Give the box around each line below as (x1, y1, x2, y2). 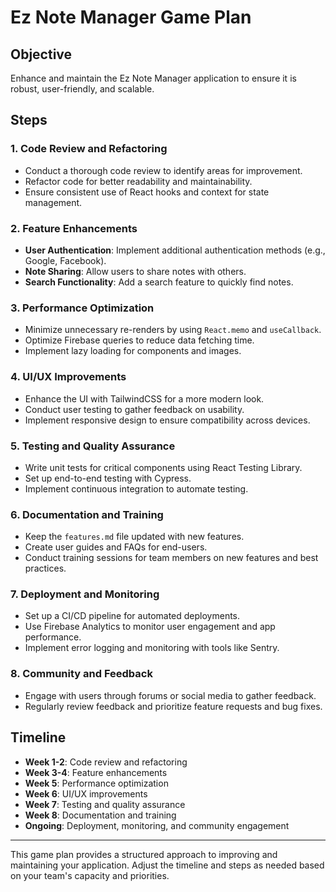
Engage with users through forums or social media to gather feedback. (24, 689, 317, 701)
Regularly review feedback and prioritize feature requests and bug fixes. (24, 700, 323, 712)
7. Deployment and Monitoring (10, 587, 160, 601)
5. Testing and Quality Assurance (10, 439, 176, 453)
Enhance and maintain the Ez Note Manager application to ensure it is (10, 72, 297, 84)
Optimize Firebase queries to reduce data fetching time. (24, 334, 255, 346)
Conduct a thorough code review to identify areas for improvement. (24, 164, 303, 176)
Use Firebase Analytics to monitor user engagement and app (24, 621, 276, 633)
